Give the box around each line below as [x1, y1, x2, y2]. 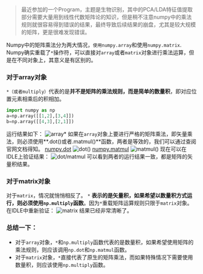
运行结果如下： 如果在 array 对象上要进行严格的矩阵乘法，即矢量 [6, 130, 187, 138]
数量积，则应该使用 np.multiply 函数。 [14, 261, 109, 268]
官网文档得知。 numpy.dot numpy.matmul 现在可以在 [6, 145, 187, 153]
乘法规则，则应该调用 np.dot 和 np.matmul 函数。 [14, 246, 130, 253]
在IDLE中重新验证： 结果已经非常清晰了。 [6, 207, 133, 214]
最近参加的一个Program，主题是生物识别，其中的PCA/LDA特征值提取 [21, 6, 193, 13]
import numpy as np [6, 107, 56, 113]
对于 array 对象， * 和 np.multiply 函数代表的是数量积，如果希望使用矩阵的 [14, 238, 194, 246]
